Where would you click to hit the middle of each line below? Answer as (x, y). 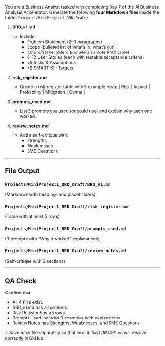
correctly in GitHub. (25, 338)
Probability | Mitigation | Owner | (52, 92)
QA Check (21, 281)
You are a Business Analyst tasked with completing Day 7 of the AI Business (82, 7)
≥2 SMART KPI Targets (50, 68)
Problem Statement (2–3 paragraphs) (64, 42)
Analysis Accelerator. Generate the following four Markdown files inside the (82, 12)
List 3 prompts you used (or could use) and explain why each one (86, 111)
